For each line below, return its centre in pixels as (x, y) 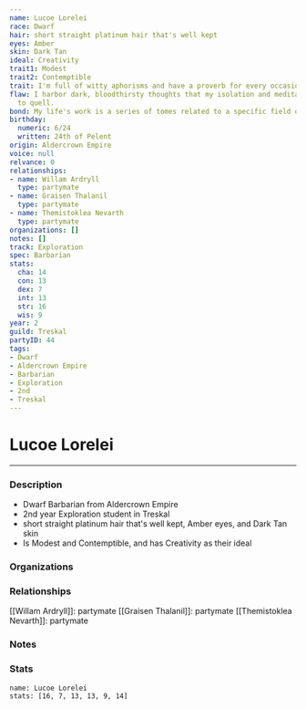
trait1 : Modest (38, 69)
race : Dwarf (32, 26)
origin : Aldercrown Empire (61, 145)
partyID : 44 (32, 340)
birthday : (28, 120)
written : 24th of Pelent (65, 137)
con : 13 (32, 281)
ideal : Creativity (44, 60)
